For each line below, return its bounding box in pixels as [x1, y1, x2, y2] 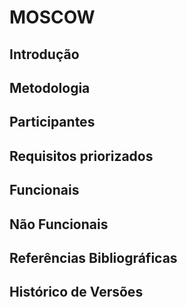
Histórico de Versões [9, 284, 144, 301]
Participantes [9, 114, 96, 131]
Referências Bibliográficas [9, 249, 178, 266]
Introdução [9, 46, 80, 63]
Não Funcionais [9, 216, 109, 233]
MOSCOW [9, 6, 96, 29]
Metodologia [9, 79, 91, 96]
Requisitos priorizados [9, 147, 154, 165]
